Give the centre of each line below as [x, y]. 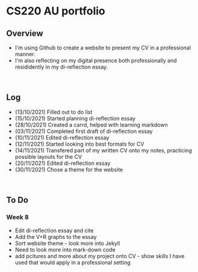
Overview [25, 33]
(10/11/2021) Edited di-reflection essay [62, 137]
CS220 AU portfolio [56, 11]
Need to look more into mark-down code [65, 249]
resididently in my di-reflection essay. [61, 67]
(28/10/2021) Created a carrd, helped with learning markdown [91, 125]
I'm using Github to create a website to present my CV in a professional [103, 48]
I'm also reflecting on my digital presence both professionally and [96, 60]
